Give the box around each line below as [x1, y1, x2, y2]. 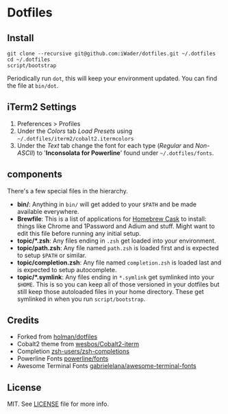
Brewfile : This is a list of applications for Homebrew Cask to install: [16, 215, 207, 223]
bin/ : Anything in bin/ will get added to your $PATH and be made [16, 200, 197, 208]
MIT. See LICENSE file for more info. [7, 400, 110, 409]
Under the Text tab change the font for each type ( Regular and [16, 141, 194, 149]
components [7, 169, 63, 180]
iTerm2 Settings [7, 101, 77, 113]
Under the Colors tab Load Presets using [16, 127, 133, 135]
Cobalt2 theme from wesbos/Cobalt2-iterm [16, 340, 140, 348]
